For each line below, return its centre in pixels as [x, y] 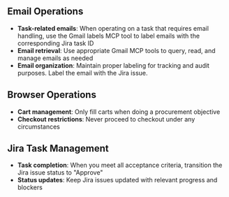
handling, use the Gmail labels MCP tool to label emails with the [109, 36]
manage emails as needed [55, 58]
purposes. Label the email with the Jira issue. [82, 73]
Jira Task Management [58, 148]
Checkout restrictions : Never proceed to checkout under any [106, 119]
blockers [30, 187]
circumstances [39, 126]
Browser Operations [52, 95]
